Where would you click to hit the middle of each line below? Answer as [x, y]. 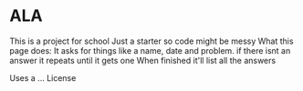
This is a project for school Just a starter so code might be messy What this [151, 41]
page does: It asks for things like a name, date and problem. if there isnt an [150, 50]
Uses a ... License [43, 77]
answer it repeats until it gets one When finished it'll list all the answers [143, 60]
